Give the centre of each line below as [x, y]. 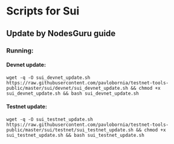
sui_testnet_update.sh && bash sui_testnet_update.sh [76, 135]
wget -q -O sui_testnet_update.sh [50, 119]
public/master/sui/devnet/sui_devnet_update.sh [67, 88]
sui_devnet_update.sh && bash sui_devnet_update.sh [72, 93]
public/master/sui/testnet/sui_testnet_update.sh [70, 130]
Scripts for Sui [43, 11]
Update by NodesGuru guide [61, 33]
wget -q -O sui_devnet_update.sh [48, 77]
